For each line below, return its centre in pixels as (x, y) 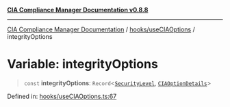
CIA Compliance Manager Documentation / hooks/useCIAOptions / (101, 29)
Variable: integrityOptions (83, 64)
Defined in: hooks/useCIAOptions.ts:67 (62, 96)
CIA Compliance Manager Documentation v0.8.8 (78, 10)
